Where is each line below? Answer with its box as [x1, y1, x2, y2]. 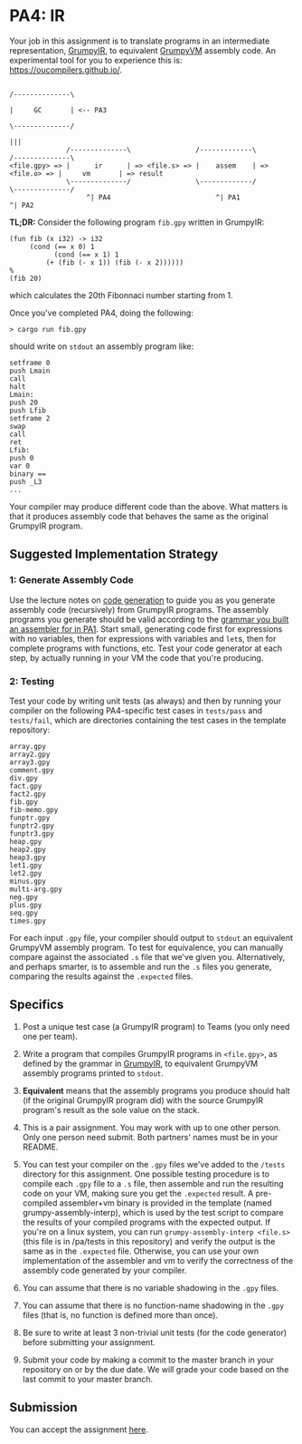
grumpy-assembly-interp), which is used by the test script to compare [22, 1207, 284, 1217]
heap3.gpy [9, 853, 47, 862]
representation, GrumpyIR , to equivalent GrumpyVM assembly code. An [9, 44, 276, 55]
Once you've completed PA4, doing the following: [9, 307, 194, 318]
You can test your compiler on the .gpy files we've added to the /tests [22, 1158, 286, 1169]
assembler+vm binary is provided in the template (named [59, 1197, 273, 1208]
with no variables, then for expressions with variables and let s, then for [9, 633, 277, 644]
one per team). [22, 1031, 79, 1042]
